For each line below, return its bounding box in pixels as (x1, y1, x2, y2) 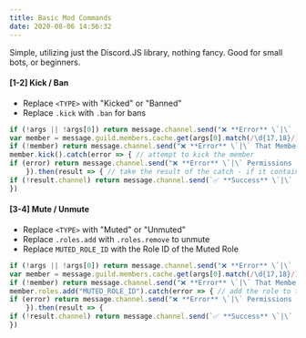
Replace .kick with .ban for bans (22, 107, 147, 118)
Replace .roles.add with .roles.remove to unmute (22, 233, 210, 244)
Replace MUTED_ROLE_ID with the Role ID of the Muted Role (22, 243, 240, 254)
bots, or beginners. (9, 56, 81, 67)
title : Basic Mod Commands (9, 13, 112, 23)
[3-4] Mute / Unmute (9, 204, 89, 215)
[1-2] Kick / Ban (9, 77, 69, 88)
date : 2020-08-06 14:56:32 (9, 22, 112, 31)
